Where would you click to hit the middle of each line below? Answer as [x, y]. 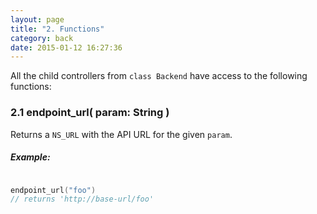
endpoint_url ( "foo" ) [53, 190]
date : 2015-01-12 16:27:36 [66, 47]
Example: [30, 157]
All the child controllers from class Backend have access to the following [159, 76]
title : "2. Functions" [57, 29]
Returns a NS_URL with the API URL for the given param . [121, 134]
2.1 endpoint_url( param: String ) [90, 113]
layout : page [37, 19]
